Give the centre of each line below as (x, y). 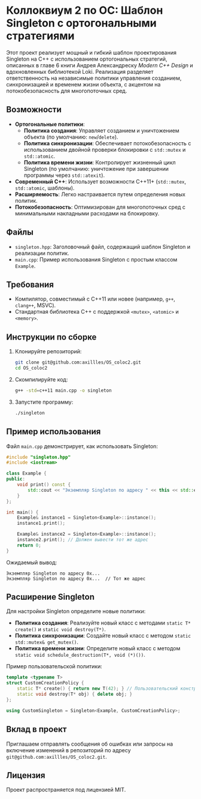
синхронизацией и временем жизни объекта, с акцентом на (83, 84)
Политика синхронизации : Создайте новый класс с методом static (103, 636)
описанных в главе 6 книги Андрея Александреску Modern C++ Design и (100, 65)
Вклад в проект (36, 729)
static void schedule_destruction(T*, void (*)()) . (80, 655)
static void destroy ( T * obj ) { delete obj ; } (75, 694)
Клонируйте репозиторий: (48, 352)
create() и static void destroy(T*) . (60, 629)
